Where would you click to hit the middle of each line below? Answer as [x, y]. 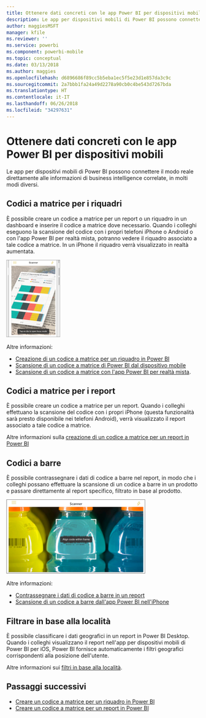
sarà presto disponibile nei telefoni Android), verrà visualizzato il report [96, 419]
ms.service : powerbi [33, 45]
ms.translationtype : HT [37, 91]
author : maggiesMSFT [33, 26]
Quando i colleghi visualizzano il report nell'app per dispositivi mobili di [96, 642]
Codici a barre [34, 463]
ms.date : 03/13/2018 [33, 64]
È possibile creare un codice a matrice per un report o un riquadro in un [97, 219]
